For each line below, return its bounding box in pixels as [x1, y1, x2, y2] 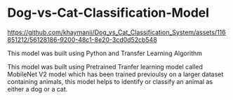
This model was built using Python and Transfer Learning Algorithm [7, 49, 202, 57]
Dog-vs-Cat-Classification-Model [7, 5, 209, 21]
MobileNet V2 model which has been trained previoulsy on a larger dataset [7, 70, 224, 78]
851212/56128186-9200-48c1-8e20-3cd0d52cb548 [7, 35, 158, 43]
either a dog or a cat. [7, 85, 68, 93]
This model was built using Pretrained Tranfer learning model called [7, 62, 204, 71]
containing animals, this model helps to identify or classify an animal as [7, 77, 213, 85]
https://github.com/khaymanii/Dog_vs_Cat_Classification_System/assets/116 [7, 28, 226, 36]
